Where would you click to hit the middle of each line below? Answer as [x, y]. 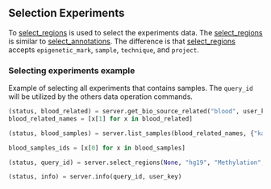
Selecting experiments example [72, 70]
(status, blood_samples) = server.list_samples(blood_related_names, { [131, 133]
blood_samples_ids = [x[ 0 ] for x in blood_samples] [97, 148]
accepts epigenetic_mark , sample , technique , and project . [104, 49]
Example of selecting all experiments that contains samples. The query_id [131, 88]
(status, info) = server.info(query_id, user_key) [95, 177]
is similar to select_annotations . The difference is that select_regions [122, 41]
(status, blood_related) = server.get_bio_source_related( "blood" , [124, 112]
